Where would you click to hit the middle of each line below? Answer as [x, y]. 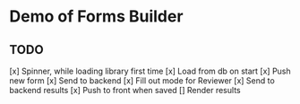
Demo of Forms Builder [96, 17]
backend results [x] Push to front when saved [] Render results [125, 90]
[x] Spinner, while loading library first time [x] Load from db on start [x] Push [150, 71]
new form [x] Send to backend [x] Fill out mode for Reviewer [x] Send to [142, 81]
